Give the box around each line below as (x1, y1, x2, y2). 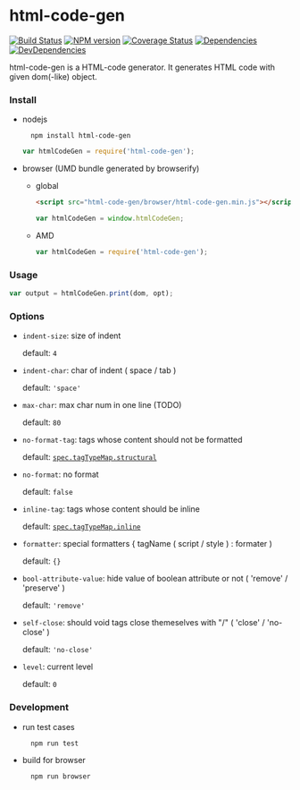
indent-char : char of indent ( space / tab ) (21, 365, 177, 376)
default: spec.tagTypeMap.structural (21, 452, 157, 463)
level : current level (21, 661, 94, 672)
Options (9, 310, 45, 322)
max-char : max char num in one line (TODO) (21, 400, 182, 411)
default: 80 (21, 417, 62, 428)
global (35, 181, 59, 191)
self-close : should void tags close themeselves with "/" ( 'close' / (21, 617, 265, 628)
